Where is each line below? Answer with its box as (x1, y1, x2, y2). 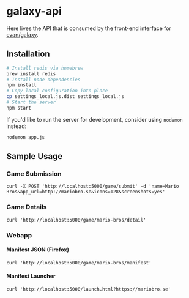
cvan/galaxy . (6, 31, 39, 38)
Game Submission (6, 169, 62, 178)
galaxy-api (6, 4, 62, 18)
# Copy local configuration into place (6, 88, 108, 94)
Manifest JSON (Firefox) (6, 246, 69, 253)
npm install (6, 82, 37, 88)
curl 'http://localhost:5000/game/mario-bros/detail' (6, 217, 147, 223)
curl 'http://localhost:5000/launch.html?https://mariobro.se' (6, 286, 171, 292)
